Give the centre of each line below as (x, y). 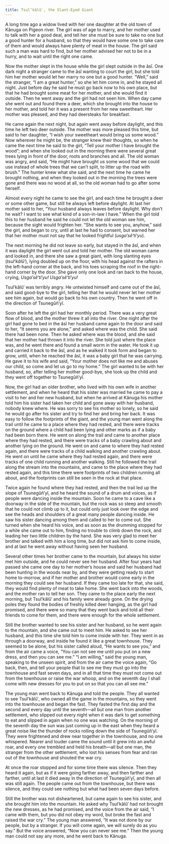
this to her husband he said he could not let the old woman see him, (75, 219)
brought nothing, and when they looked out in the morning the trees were (81, 177)
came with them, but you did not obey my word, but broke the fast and (78, 814)
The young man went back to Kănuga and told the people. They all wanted (82, 693)
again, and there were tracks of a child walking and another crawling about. (83, 451)
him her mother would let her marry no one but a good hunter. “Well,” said (82, 77)
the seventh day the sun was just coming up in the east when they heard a (82, 725)
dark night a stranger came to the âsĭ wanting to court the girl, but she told (82, 72)
